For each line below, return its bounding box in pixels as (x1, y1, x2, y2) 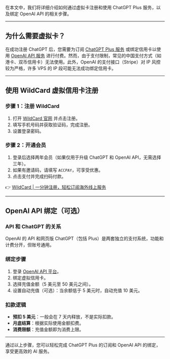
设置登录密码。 (12, 128, 44, 134)
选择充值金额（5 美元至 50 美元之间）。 (12, 281, 94, 287)
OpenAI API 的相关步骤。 (19, 11, 72, 17)
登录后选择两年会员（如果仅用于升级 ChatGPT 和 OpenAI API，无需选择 (12, 154, 161, 160)
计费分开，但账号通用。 (5, 242, 54, 248)
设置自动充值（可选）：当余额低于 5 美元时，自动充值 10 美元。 (12, 287, 143, 293)
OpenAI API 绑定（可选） (5, 207, 84, 216)
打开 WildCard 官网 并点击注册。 (12, 115, 80, 121)
